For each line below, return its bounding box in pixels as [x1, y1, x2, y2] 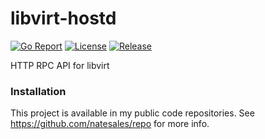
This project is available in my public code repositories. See [10, 107, 255, 119]
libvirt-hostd [10, 7, 117, 30]
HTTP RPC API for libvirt [10, 59, 110, 71]
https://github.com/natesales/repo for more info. [10, 118, 210, 130]
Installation [10, 84, 67, 98]
